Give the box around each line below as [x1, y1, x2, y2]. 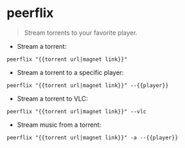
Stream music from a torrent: [16, 120, 102, 129]
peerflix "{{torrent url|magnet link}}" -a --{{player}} [6, 134, 179, 141]
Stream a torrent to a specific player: [16, 68, 125, 76]
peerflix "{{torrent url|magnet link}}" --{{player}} [6, 81, 169, 89]
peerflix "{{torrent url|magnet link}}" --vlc [6, 108, 147, 115]
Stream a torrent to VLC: [16, 94, 89, 103]
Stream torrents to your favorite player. [23, 28, 138, 37]
